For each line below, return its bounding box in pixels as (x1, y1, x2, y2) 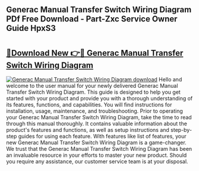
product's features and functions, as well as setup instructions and (6, 126, 169, 133)
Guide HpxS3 (6, 23, 56, 33)
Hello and (158, 76, 182, 83)
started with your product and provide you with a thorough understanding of (6, 95, 193, 102)
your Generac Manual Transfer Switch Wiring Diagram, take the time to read (6, 114, 192, 121)
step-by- (170, 126, 192, 133)
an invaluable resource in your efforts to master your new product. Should (6, 151, 187, 159)
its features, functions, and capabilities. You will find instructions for (6, 101, 172, 108)
